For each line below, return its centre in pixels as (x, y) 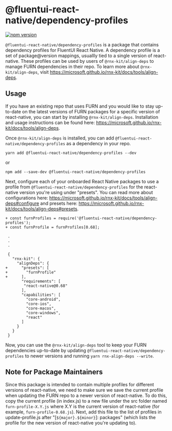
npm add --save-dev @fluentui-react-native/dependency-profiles (75, 172)
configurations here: (27, 198)
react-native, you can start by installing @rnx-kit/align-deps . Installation (82, 117)
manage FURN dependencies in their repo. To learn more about (72, 66)
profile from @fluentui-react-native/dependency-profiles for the (74, 187)
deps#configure (22, 203)
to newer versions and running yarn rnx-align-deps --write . (89, 356)
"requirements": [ (41, 281)
